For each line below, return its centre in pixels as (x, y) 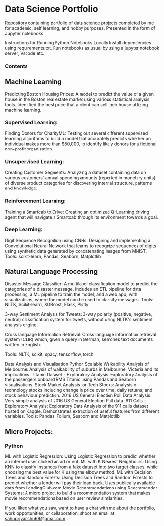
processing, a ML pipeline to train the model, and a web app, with (71, 294)
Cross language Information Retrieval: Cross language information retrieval (81, 334)
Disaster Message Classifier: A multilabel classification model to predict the (82, 283)
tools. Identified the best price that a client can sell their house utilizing (77, 104)
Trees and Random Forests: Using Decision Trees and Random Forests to (79, 478)
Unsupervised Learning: (35, 161)
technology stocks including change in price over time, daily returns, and (79, 390)
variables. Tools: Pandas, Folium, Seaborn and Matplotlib (63, 416)
